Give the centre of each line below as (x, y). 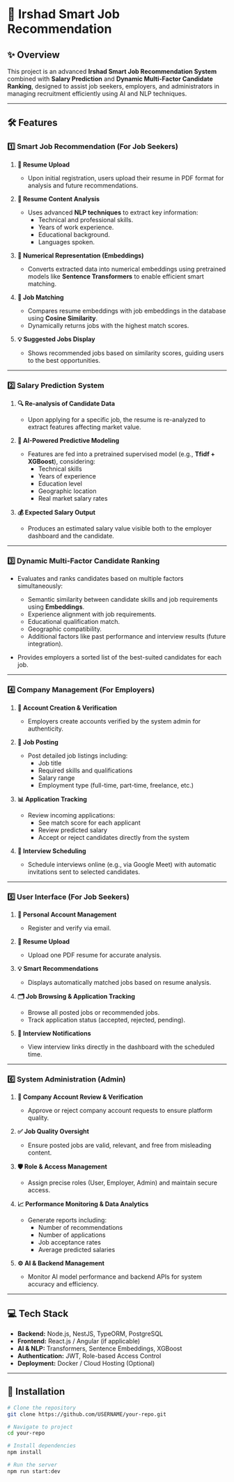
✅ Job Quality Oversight (53, 1132)
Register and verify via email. (69, 928)
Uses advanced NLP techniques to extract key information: (113, 212)
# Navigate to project (40, 1427)
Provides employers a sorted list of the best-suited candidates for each (119, 657)
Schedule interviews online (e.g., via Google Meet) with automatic (122, 864)
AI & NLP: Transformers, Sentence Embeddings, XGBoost (100, 1348)
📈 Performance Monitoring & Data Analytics (83, 1204)
